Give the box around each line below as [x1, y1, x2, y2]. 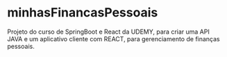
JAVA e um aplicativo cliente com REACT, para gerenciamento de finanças [7, 34, 220, 43]
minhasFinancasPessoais [7, 5, 158, 21]
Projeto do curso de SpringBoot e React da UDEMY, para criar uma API [7, 27, 210, 36]
